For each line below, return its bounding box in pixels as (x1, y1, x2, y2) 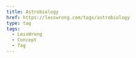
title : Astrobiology (6, 8, 59, 15)
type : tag (6, 20, 32, 26)
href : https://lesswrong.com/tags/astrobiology (6, 14, 130, 21)
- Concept (12, 37, 37, 43)
